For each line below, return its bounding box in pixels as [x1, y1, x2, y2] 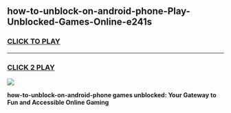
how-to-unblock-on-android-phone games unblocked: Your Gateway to [7, 90, 217, 99]
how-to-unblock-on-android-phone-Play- [7, 5, 190, 17]
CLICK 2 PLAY [7, 62, 55, 72]
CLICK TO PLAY [7, 37, 60, 47]
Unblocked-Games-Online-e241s [7, 16, 153, 28]
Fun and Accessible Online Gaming [7, 98, 109, 106]
